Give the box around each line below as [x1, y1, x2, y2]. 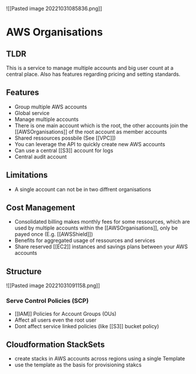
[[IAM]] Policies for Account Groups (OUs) [14, 310, 117, 317]
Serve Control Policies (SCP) [6, 296, 89, 305]
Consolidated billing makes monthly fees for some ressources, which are [14, 218, 190, 225]
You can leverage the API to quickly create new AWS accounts [14, 140, 166, 147]
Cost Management [6, 203, 75, 213]
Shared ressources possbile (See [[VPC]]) [14, 134, 116, 141]
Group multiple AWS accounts [14, 103, 87, 110]
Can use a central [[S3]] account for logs [14, 147, 114, 154]
